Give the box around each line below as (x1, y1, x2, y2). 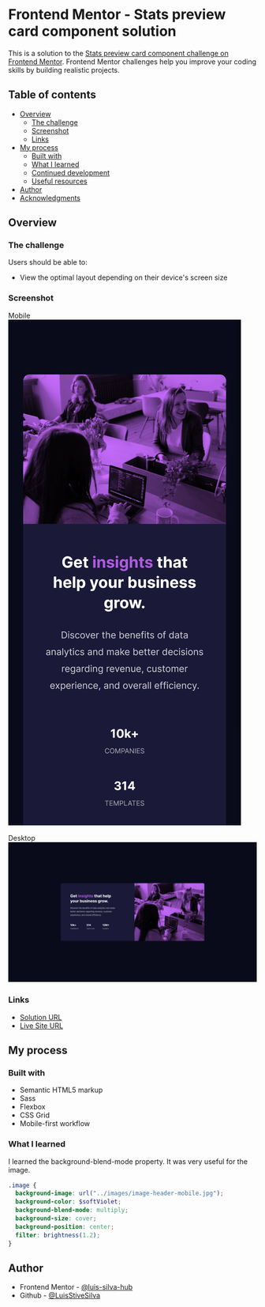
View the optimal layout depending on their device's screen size (19, 273, 228, 282)
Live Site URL (19, 1021, 64, 1030)
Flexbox (19, 1102, 46, 1112)
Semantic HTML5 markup (19, 1085, 103, 1095)
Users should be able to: (8, 258, 88, 267)
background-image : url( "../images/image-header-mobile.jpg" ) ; (15, 1189, 224, 1198)
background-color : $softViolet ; (15, 1198, 122, 1206)
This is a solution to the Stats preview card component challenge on (8, 48, 229, 58)
